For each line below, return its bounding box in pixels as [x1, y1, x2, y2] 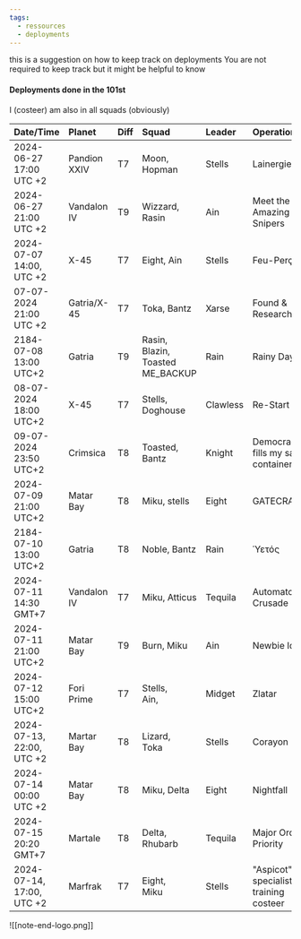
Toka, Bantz [142, 302, 193, 314]
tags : [9, 13, 30, 22]
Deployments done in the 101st [9, 84, 126, 95]
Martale [68, 831, 101, 844]
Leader [205, 125, 236, 138]
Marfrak [68, 880, 102, 892]
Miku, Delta [142, 783, 190, 796]
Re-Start [252, 398, 290, 410]
